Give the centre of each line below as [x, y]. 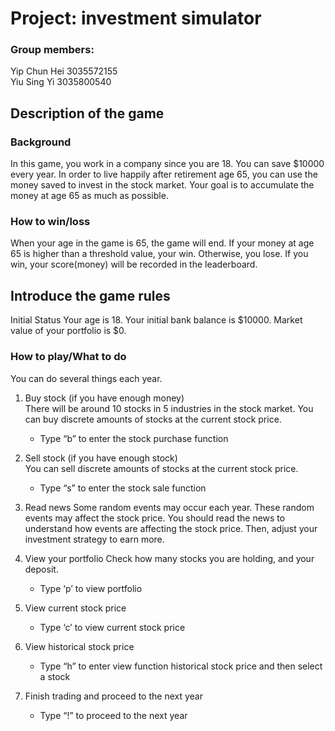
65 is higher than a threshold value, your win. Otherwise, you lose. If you [159, 254]
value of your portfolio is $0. [68, 331]
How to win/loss [50, 222]
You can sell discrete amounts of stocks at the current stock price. [161, 468]
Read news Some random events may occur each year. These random [169, 507]
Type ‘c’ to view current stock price [112, 627]
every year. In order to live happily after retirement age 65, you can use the [164, 174]
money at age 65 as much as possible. [89, 196]
